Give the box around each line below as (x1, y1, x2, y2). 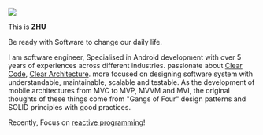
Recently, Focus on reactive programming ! (8, 118, 146, 127)
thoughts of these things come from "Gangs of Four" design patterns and (8, 94, 246, 104)
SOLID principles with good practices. (8, 103, 131, 111)
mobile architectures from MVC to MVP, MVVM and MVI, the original (8, 86, 231, 95)
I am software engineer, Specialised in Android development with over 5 (8, 53, 242, 62)
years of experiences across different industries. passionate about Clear (8, 61, 243, 70)
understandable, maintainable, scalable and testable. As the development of (8, 78, 255, 86)
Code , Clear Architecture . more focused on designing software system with (8, 69, 254, 78)
